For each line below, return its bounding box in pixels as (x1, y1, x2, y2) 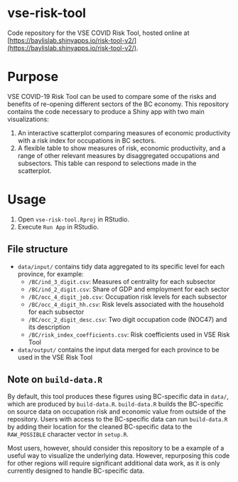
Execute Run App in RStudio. (17, 222, 99, 231)
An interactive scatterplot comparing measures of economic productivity (17, 128, 231, 137)
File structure (7, 243, 68, 256)
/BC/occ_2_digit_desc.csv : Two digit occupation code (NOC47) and (28, 315, 227, 323)
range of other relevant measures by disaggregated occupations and (17, 151, 220, 159)
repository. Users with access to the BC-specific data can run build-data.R (7, 415, 228, 424)
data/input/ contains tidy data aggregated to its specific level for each (17, 262, 225, 271)
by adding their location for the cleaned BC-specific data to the (7, 422, 193, 431)
